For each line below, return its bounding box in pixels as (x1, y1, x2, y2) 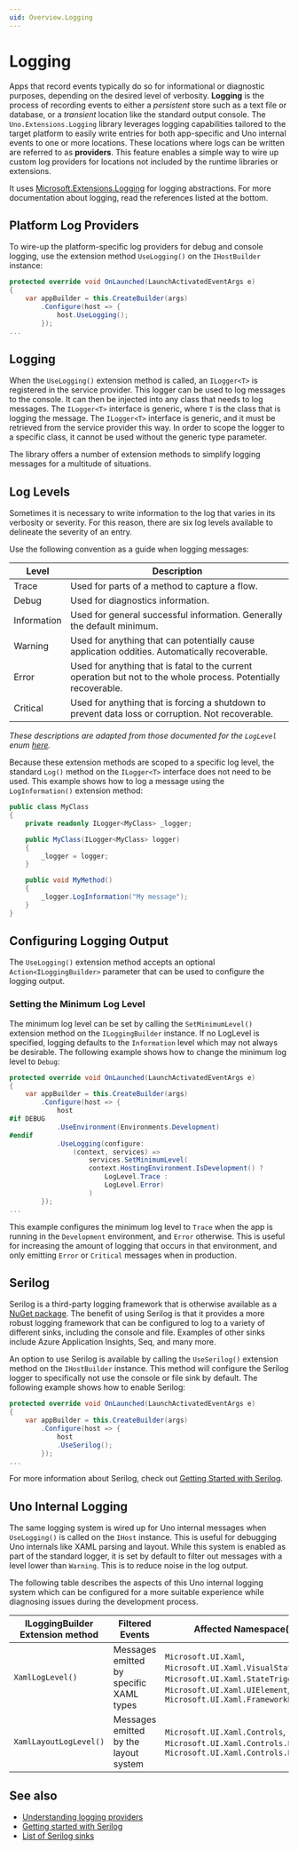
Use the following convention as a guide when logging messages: (9, 544, 250, 555)
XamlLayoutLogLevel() (13, 1737, 105, 1747)
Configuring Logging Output (9, 933, 169, 949)
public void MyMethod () (25, 876, 114, 885)
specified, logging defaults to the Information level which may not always (9, 1036, 278, 1048)
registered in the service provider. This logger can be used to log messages (9, 385, 286, 395)
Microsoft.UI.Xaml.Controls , (164, 1726, 286, 1738)
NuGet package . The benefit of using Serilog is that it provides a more (9, 1308, 265, 1319)
